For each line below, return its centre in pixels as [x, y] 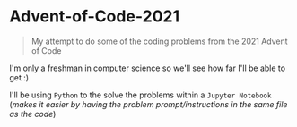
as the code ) [33, 114]
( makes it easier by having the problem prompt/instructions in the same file [148, 104]
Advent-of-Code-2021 [95, 17]
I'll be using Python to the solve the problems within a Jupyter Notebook [140, 95]
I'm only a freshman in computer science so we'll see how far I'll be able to [147, 68]
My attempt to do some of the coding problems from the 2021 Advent [160, 41]
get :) [19, 77]
